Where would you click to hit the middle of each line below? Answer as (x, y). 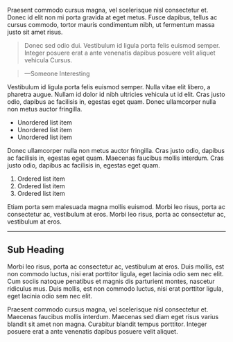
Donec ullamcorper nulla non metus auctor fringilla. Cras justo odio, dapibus (116, 151)
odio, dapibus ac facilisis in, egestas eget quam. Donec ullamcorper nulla (112, 102)
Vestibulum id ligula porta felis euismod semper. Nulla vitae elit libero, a (109, 87)
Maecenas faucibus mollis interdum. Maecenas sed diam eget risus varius (113, 316)
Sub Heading (36, 250)
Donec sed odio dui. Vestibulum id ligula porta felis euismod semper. (122, 45)
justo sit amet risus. (35, 32)
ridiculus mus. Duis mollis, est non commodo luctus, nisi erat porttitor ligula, (115, 288)
